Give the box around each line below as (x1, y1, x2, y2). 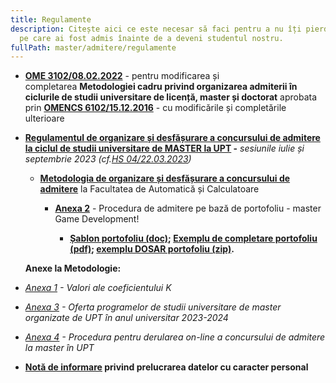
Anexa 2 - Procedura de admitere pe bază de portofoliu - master (54, 202, 322, 215)
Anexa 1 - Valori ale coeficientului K (24, 282, 172, 294)
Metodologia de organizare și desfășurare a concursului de (39, 172, 291, 185)
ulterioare (24, 112, 65, 125)
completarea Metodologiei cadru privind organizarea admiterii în (24, 81, 298, 93)
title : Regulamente (10, 14, 92, 25)
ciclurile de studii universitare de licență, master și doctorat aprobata (24, 91, 318, 103)
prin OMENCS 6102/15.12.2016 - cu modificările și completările (24, 102, 287, 114)
